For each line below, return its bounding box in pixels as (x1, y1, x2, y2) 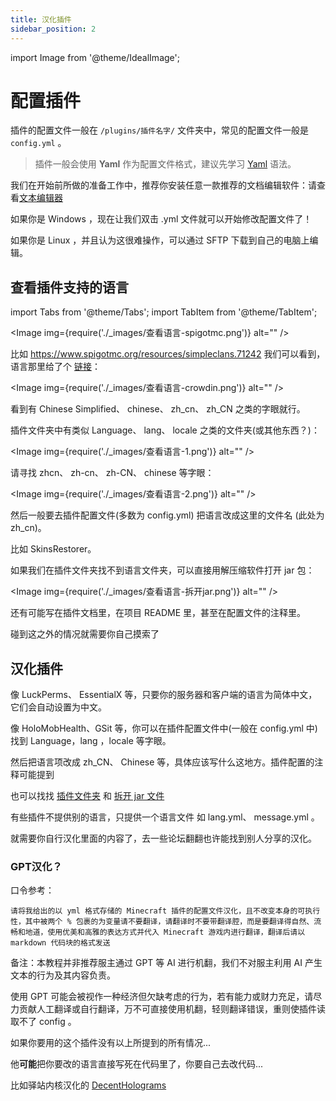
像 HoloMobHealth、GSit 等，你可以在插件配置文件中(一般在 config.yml (10, 722, 304, 735)
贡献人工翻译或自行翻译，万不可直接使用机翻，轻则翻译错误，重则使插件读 (18, 1003, 326, 1015)
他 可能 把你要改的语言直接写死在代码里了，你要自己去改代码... (10, 1058, 264, 1070)
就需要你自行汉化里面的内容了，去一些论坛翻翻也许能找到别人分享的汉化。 (10, 832, 317, 845)
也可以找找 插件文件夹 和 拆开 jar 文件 (10, 790, 165, 802)
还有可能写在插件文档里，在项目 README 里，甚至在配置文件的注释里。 (10, 607, 307, 619)
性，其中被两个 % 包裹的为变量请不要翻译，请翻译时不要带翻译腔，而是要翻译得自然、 (10, 917, 315, 927)
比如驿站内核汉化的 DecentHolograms (10, 1079, 167, 1091)
